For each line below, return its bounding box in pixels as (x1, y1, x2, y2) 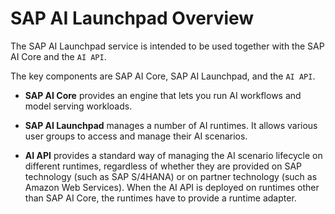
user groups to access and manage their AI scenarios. (24, 130, 248, 142)
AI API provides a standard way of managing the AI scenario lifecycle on (24, 149, 323, 161)
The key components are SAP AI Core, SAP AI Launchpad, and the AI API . (10, 70, 316, 82)
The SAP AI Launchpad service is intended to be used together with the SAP (10, 40, 325, 52)
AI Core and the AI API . (10, 50, 107, 62)
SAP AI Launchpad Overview (10, 7, 255, 30)
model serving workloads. (24, 100, 133, 112)
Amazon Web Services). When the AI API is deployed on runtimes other (24, 181, 320, 193)
